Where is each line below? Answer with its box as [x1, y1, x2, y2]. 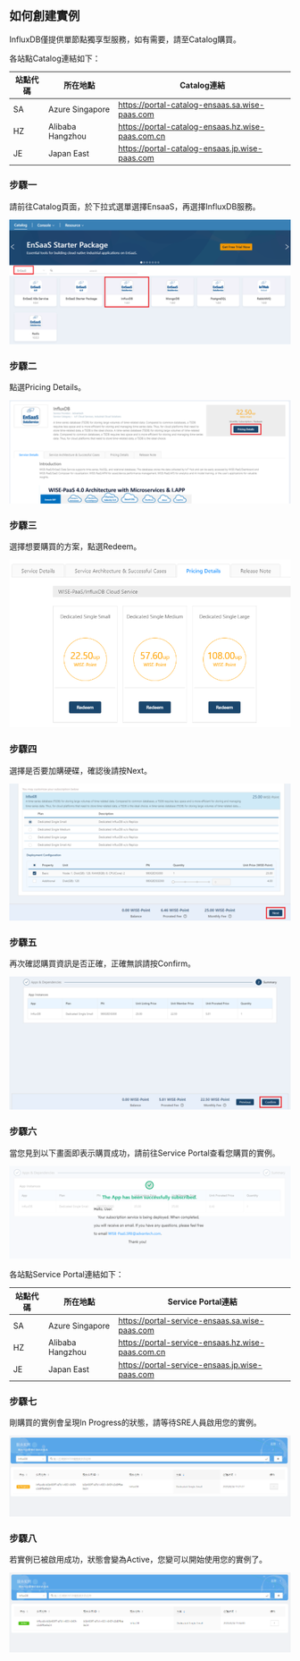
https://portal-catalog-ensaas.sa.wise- [118, 99, 265, 110]
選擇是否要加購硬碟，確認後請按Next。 [9, 765, 152, 775]
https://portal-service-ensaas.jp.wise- [118, 1359, 263, 1370]
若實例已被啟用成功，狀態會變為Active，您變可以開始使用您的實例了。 [9, 1554, 268, 1564]
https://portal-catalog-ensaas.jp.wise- [118, 143, 263, 154]
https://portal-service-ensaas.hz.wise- [118, 1337, 265, 1348]
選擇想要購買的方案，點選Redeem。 [9, 541, 142, 552]
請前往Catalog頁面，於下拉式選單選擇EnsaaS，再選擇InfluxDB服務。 [9, 200, 261, 212]
